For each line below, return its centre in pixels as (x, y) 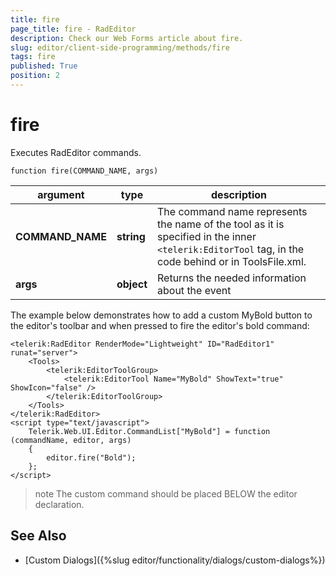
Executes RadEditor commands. (76, 152)
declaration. (59, 504)
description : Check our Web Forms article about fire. (127, 38)
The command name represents (232, 211)
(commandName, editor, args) (71, 440)
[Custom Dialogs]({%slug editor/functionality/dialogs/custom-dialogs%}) (175, 560)
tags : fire (33, 57)
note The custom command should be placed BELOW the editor (166, 493)
